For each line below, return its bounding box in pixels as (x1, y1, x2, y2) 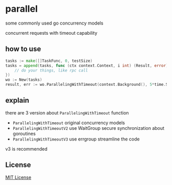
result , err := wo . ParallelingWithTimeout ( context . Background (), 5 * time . (5, 82, 166, 87)
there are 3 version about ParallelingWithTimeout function (5, 109, 129, 115)
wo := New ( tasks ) (5, 77, 42, 82)
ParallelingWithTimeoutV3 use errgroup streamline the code (12, 136, 140, 142)
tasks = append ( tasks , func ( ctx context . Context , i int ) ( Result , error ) (5, 63, 168, 68)
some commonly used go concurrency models (5, 20, 103, 26)
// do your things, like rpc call (14, 67, 88, 73)
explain (5, 96, 30, 105)
